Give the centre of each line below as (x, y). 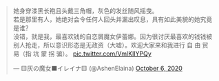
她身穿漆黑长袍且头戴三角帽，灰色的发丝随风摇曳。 (85, 11)
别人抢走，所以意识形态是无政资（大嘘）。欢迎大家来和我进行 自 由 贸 (111, 45)
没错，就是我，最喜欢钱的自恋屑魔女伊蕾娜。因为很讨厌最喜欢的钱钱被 (113, 36)
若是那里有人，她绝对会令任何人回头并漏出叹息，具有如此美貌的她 (106, 19)
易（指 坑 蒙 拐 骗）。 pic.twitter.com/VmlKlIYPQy (82, 54)
